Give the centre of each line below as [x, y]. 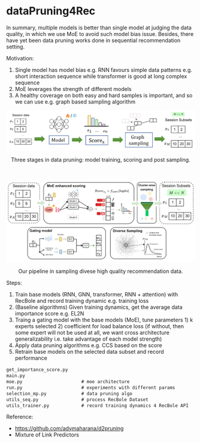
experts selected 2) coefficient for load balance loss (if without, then [99, 326]
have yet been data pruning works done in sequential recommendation [93, 40]
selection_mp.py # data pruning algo [69, 393]
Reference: [20, 417]
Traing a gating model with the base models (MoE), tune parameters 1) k [104, 320]
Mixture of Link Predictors [47, 435]
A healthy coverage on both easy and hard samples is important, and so [104, 95]
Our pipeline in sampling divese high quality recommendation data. [101, 271]
